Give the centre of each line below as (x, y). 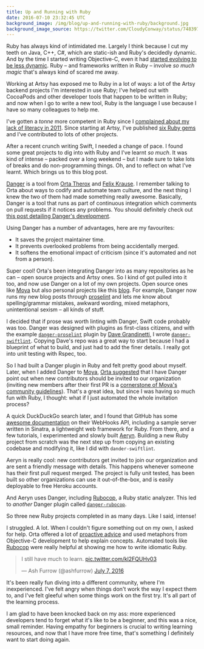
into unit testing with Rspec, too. (46, 354)
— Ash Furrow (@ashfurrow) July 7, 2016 (73, 571)
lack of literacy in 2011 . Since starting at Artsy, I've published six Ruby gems (101, 128)
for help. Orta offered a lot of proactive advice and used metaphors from (97, 534)
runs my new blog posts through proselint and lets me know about (89, 297)
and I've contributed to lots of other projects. (62, 134)
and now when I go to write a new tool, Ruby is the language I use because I (101, 103)
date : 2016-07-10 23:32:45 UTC (46, 18)
